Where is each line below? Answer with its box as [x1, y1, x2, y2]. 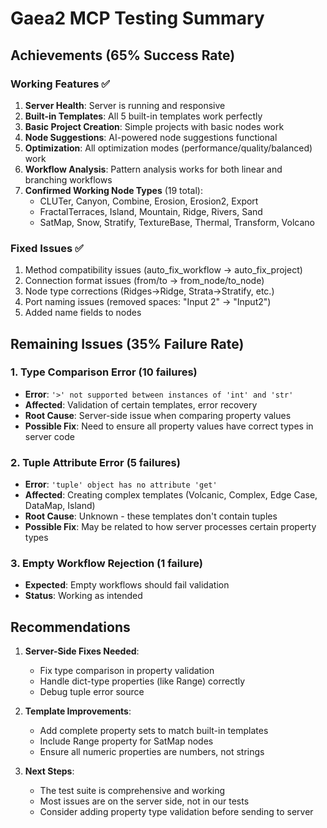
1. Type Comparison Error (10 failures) [10, 365, 198, 379]
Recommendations [10, 618, 131, 636]
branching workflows [24, 173, 113, 186]
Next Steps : [24, 765, 75, 777]
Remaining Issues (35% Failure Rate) [10, 335, 245, 352]
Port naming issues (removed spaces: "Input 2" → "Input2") [24, 296, 272, 308]
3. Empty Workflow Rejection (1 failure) [10, 557, 203, 571]
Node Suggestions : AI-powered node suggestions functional [24, 131, 278, 143]
